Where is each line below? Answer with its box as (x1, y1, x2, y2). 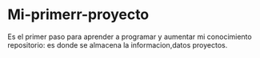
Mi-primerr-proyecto (7, 6, 150, 24)
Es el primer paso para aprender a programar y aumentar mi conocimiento (7, 32, 253, 41)
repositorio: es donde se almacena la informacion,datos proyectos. (7, 40, 228, 49)
